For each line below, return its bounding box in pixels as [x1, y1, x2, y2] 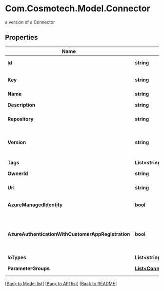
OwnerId [7, 170, 28, 177]
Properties [5, 33, 38, 42]
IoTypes [7, 254, 26, 261]
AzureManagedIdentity [7, 201, 63, 208]
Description [7, 101, 36, 108]
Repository [7, 116, 34, 122]
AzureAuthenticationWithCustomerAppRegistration [7, 231, 130, 238]
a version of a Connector [5, 19, 55, 25]
